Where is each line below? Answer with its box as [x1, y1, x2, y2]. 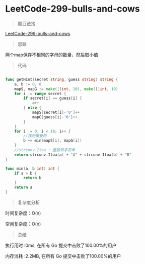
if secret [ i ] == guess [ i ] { [23, 96, 82, 101]
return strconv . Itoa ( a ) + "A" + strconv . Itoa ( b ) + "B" [14, 152, 132, 157]
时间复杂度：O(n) [5, 210, 41, 216]
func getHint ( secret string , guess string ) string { [5, 77, 118, 82]
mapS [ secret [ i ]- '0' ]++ [32, 110, 80, 115]
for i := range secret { [14, 91, 66, 96]
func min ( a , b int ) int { [5, 166, 59, 171]
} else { [23, 105, 42, 110]
